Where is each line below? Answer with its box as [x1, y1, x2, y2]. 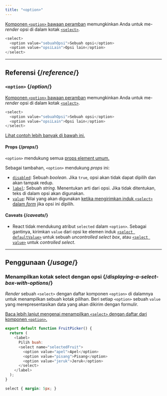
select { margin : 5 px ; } [5, 386, 57, 391]
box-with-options [5, 280, 49, 287]
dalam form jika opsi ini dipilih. [12, 200, 75, 207]
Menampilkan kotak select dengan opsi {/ [5, 273, 108, 280]
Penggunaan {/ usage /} [5, 258, 78, 267]
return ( [9, 331, 28, 336]
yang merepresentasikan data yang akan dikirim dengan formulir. [5, 301, 138, 307]
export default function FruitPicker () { [5, 326, 92, 331]
